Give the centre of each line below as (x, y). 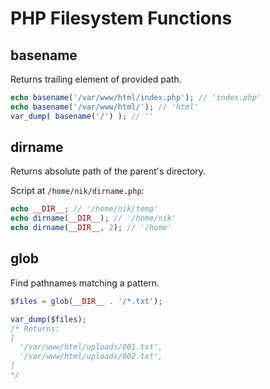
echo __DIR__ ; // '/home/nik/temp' (84, 209)
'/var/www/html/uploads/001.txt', (91, 347)
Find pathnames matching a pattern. (85, 283)
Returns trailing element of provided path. (96, 79)
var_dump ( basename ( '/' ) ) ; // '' (82, 116)
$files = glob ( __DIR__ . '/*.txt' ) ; (86, 301)
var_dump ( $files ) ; (48, 319)
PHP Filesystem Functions (121, 18)
